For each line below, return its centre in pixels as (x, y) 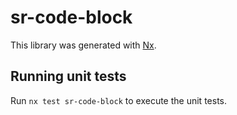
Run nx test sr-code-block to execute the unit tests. (118, 100)
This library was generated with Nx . (83, 45)
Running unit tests (68, 76)
